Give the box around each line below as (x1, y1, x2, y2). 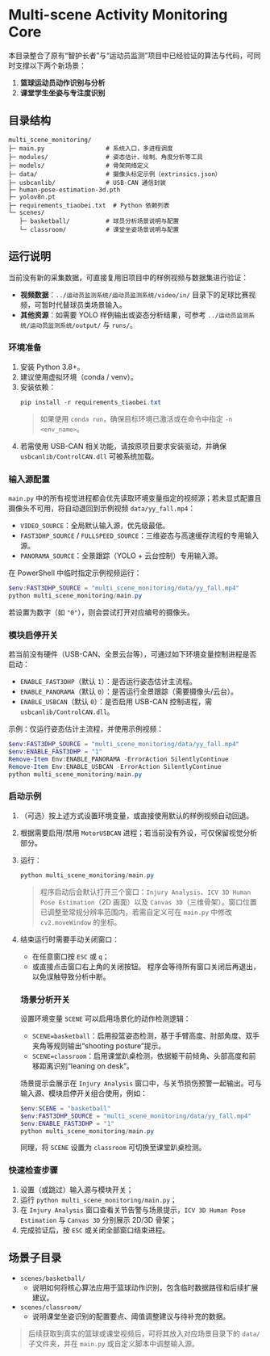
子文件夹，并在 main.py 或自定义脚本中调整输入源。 (27, 1338, 199, 1348)
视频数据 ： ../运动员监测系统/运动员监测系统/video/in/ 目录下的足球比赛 (19, 289, 249, 300)
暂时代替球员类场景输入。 (41, 300, 127, 309)
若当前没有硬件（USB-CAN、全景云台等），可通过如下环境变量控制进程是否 (8, 649, 257, 659)
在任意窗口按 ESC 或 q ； (31, 951, 110, 961)
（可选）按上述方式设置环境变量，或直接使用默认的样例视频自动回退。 (19, 810, 254, 821)
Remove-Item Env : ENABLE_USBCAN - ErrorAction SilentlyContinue (8, 762, 222, 770)
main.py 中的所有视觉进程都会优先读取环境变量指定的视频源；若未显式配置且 (8, 493, 262, 503)
